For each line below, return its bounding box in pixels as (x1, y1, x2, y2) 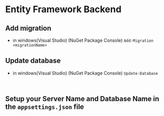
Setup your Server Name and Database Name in (5, 95, 159, 103)
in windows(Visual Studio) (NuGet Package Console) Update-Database (12, 70, 158, 76)
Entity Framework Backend (5, 4, 122, 15)
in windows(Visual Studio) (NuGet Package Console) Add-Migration (12, 37, 154, 43)
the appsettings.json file (5, 103, 84, 111)
